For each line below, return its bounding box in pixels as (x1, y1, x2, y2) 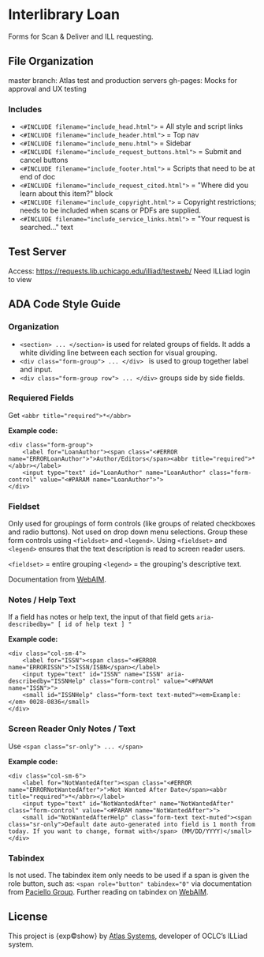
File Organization (8, 55, 95, 68)
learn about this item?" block (19, 189, 113, 198)
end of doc (19, 172, 56, 182)
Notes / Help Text (8, 594, 76, 605)
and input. (19, 364, 53, 374)
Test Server (8, 245, 67, 258)
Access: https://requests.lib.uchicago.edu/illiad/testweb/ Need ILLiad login (8, 266, 251, 276)
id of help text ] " (64, 620, 132, 629)
